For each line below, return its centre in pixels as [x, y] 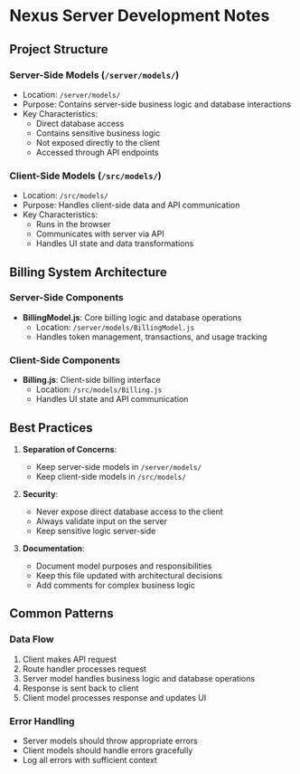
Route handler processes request [84, 669]
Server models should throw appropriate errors [110, 741]
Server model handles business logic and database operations [139, 678]
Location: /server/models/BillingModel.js [115, 327]
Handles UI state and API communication [112, 399]
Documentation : [53, 548]
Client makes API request [70, 659]
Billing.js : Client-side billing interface [91, 380]
